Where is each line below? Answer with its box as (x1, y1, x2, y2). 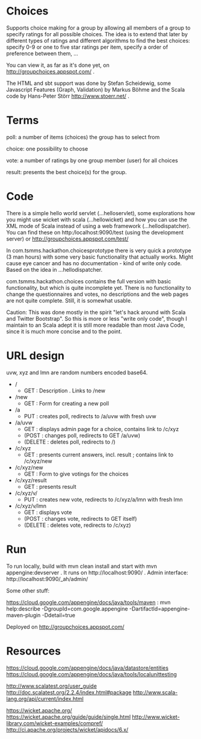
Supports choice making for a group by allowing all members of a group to (6, 24, 191, 31)
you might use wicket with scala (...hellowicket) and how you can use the (6, 216, 188, 223)
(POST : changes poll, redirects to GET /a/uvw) (23, 432, 140, 439)
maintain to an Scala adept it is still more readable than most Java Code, (6, 321, 185, 329)
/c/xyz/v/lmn (14, 502, 47, 509)
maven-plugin (6, 611, 41, 618)
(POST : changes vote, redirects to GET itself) (23, 515, 137, 522)
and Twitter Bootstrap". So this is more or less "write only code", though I (6, 315, 188, 322)
